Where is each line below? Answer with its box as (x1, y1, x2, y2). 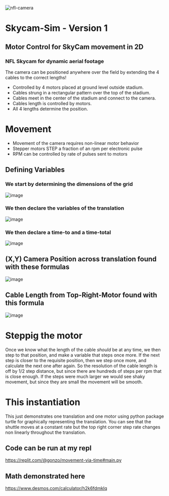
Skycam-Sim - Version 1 (5, 23, 108, 34)
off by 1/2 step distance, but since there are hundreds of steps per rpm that (5, 368, 162, 374)
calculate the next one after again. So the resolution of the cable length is (5, 363, 158, 369)
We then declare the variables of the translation (5, 205, 125, 212)
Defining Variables (5, 166, 65, 174)
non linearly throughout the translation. (5, 429, 86, 435)
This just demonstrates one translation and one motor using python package (5, 413, 164, 419)
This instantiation (5, 396, 81, 408)
